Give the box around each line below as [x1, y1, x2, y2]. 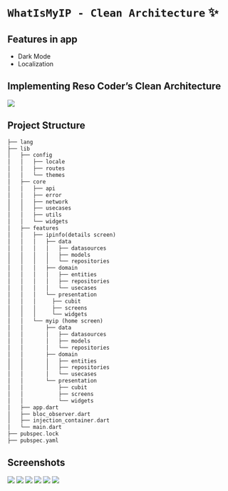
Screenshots [7, 457, 66, 469]
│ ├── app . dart [7, 404, 59, 411]
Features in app [7, 33, 78, 45]
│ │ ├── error [7, 191, 62, 198]
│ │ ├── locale [7, 158, 66, 166]
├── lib [7, 145, 31, 152]
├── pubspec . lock [7, 430, 59, 437]
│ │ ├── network [7, 198, 69, 206]
